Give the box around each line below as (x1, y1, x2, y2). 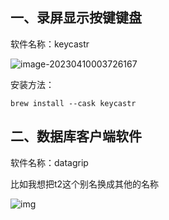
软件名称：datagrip (10, 156, 89, 168)
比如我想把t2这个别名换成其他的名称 (10, 178, 160, 190)
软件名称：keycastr (10, 38, 90, 50)
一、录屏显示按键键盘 (10, 9, 142, 27)
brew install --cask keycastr (10, 98, 137, 108)
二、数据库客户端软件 (10, 128, 142, 145)
